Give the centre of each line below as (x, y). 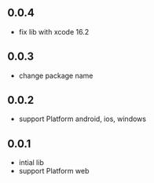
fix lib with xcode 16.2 (54, 31)
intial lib (31, 163)
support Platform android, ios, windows (82, 119)
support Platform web (54, 171)
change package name (56, 75)
